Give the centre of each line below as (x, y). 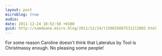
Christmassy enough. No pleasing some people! (54, 48)
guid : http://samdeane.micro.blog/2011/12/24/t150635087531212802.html (81, 28)
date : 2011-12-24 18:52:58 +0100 (40, 24)
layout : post (19, 10)
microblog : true (22, 14)
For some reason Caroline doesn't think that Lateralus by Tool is (71, 42)
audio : (12, 19)
